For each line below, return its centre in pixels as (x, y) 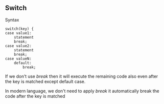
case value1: (18, 33)
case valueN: (18, 59)
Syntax (12, 20)
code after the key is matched (35, 96)
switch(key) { (20, 29)
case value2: (18, 46)
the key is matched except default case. (45, 81)
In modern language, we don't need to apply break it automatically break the (82, 91)
